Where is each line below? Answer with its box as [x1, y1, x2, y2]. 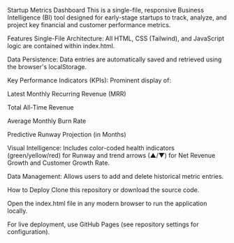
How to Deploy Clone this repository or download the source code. [7, 186, 200, 194]
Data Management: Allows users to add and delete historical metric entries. [7, 172, 224, 180]
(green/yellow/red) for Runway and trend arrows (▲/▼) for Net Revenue [7, 152, 216, 159]
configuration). [7, 228, 50, 236]
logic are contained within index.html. [7, 42, 115, 50]
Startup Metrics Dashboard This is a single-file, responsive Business [7, 6, 205, 14]
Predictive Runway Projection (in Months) [7, 131, 127, 138]
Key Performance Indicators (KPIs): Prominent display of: [7, 76, 171, 84]
